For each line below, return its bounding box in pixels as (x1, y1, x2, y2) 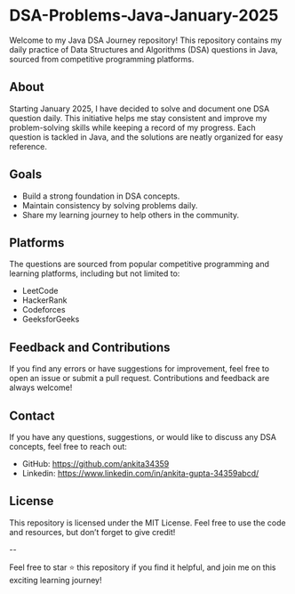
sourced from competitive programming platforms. (9, 53, 195, 64)
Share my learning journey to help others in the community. (21, 209, 240, 220)
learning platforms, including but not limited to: (9, 268, 180, 279)
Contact (9, 408, 55, 423)
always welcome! (9, 382, 73, 393)
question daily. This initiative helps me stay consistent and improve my (9, 112, 267, 123)
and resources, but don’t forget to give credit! (9, 526, 176, 537)
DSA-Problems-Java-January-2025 (9, 5, 279, 26)
